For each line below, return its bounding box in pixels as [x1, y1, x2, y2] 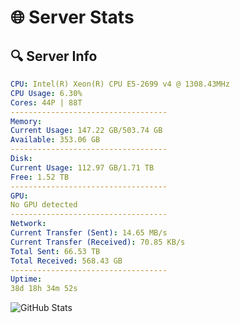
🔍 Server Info [10, 47, 98, 65]
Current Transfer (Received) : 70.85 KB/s [10, 237, 186, 247]
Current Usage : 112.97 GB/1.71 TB [10, 162, 155, 173]
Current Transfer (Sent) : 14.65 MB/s [10, 228, 168, 238]
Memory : [10, 116, 43, 126]
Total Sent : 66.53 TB [10, 246, 101, 256]
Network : [10, 219, 47, 229]
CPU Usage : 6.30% [10, 88, 83, 98]
